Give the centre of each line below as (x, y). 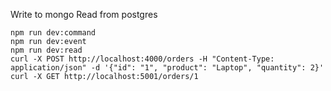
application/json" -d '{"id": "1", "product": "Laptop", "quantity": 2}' (167, 68)
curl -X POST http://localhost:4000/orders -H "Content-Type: (142, 59)
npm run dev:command (53, 33)
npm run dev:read (46, 50)
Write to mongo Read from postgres (84, 14)
